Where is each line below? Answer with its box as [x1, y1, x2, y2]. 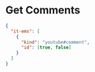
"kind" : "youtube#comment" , [21, 39, 90, 45]
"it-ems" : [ [11, 28, 40, 34]
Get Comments [5, 4, 80, 17]
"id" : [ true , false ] [21, 44, 72, 50]
